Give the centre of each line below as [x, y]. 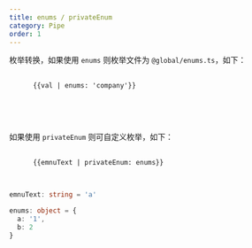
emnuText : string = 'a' [53, 195]
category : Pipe [37, 26]
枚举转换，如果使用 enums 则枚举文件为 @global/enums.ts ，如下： [128, 60]
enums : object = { [43, 211]
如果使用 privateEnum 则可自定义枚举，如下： [92, 137]
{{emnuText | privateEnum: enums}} [98, 163]
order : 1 [25, 34]
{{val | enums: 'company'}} [84, 86]
